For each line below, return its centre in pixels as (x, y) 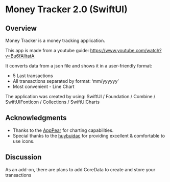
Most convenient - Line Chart (44, 86)
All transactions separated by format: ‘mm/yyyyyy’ (66, 81)
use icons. (23, 141)
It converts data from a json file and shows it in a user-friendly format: (79, 66)
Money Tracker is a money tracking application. (55, 40)
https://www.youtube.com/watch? (126, 50)
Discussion (23, 157)
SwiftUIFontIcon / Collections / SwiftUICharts (53, 102)
